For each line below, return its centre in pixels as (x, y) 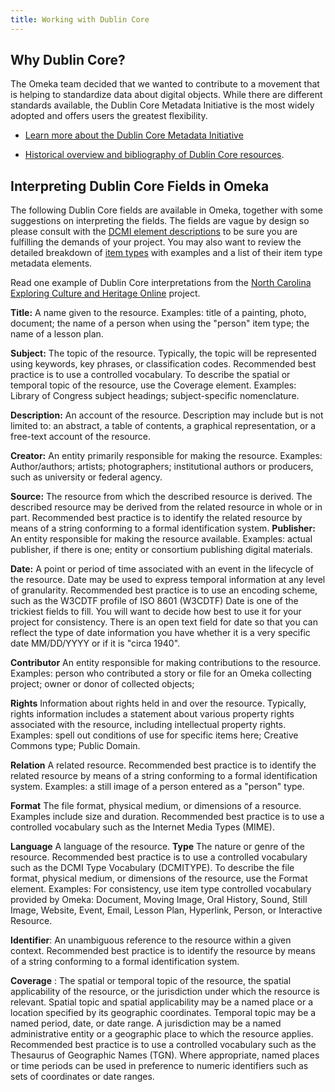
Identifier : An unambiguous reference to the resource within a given (151, 940)
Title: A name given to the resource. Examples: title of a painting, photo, (158, 313)
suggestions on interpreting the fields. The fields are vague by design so (160, 221)
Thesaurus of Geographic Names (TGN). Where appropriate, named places (165, 1055)
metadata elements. (51, 263)
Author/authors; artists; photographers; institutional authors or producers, (162, 467)
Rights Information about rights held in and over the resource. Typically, (158, 703)
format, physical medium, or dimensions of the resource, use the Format (159, 878)
